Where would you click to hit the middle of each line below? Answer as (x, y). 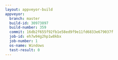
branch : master (25, 18)
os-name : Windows (27, 45)
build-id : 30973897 (29, 23)
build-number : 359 (28, 28)
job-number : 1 (23, 41)
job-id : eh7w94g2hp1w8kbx (36, 37)
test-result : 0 (25, 50)
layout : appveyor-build (29, 9)
